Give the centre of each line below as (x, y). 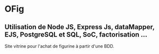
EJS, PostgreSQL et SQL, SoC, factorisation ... (76, 34)
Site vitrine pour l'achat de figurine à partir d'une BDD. (59, 46)
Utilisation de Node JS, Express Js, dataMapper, (80, 27)
